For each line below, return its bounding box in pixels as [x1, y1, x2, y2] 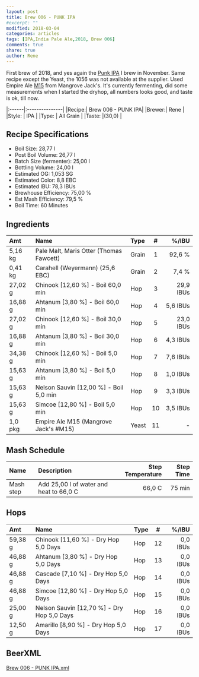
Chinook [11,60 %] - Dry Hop [35, 535, 120, 543]
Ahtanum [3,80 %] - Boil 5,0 [35, 366, 115, 375]
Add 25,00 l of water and [38, 480, 108, 489]
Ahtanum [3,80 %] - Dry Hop [35, 552, 118, 561]
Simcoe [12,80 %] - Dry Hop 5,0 [35, 586, 129, 594]
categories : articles [6, 31, 60, 37]
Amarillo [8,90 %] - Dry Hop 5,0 [35, 621, 126, 629]
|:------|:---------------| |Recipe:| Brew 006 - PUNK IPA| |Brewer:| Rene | [6, 106, 185, 113]
